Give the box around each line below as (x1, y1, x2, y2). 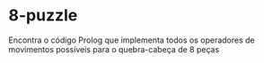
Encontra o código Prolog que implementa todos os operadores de (8, 35, 255, 45)
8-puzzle (8, 5, 78, 26)
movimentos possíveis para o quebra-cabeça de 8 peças (8, 43, 220, 54)
